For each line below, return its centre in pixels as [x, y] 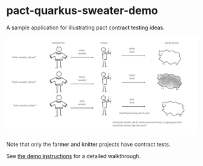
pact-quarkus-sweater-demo [82, 11]
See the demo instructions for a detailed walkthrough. [74, 156]
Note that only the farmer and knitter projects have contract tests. [88, 144]
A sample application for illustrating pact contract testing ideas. [86, 27]
